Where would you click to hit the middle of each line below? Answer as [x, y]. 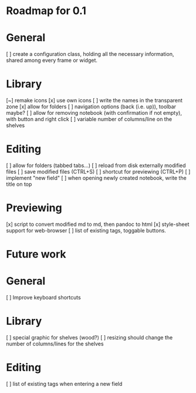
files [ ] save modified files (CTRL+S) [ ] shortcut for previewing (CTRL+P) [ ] [98, 171]
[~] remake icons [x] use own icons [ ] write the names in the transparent [94, 101]
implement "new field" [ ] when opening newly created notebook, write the [96, 178]
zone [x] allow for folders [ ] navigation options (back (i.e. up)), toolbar [91, 106]
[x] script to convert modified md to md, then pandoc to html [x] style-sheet [98, 224]
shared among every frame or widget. [52, 61]
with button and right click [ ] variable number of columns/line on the [89, 119]
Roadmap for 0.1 [46, 11]
